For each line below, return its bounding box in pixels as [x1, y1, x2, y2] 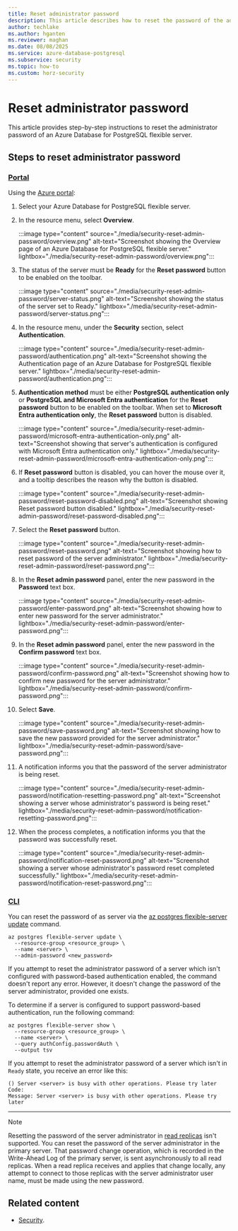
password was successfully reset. [18, 835, 118, 844]
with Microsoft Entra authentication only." [18, 447, 139, 456]
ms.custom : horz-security [8, 69, 84, 76]
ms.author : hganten [8, 30, 66, 37]
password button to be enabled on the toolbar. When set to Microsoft [18, 404, 222, 412]
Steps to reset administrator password [8, 151, 181, 163]
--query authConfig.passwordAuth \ [14, 1040, 119, 1048]
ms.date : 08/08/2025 [8, 43, 69, 50]
